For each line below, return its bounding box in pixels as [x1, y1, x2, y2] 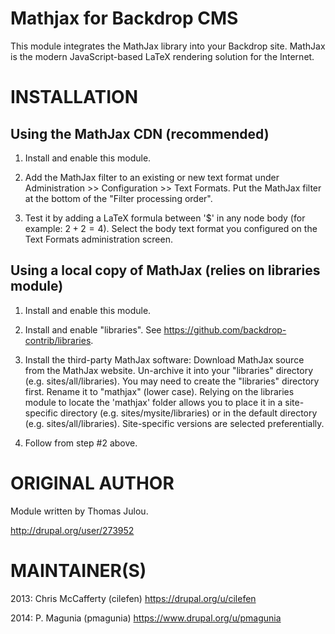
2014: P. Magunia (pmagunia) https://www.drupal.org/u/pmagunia [10, 612, 282, 624]
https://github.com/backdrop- [163, 323, 287, 336]
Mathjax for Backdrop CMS [10, 7, 239, 30]
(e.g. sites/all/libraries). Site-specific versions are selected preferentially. [24, 417, 325, 429]
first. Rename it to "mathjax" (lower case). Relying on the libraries [24, 385, 295, 397]
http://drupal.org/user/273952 [10, 524, 135, 536]
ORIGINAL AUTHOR [10, 472, 175, 494]
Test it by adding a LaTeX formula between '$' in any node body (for [24, 212, 306, 224]
